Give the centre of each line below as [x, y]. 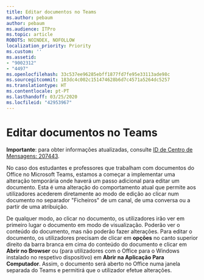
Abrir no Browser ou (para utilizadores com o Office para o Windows [93, 251]
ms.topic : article [30, 35]
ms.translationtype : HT [37, 86]
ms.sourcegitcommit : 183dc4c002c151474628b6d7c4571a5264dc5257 [88, 80]
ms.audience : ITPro [31, 29]
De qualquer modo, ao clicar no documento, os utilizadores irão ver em [95, 218]
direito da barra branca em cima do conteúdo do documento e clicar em [97, 244]
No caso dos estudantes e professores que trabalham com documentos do [100, 167]
